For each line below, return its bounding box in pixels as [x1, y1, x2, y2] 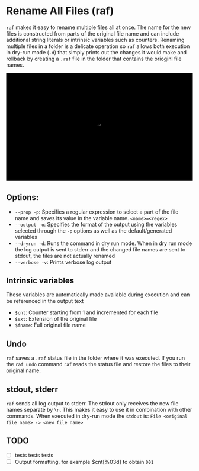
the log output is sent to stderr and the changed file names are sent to [14, 246, 186, 253]
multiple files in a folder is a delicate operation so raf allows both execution [6, 43, 190, 50]
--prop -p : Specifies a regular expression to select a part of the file [14, 208, 179, 215]
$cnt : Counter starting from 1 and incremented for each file [14, 309, 159, 316]
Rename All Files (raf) [6, 4, 114, 18]
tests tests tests [14, 451, 54, 459]
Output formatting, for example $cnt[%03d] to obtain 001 [14, 458, 154, 465]
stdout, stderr [6, 384, 58, 394]
